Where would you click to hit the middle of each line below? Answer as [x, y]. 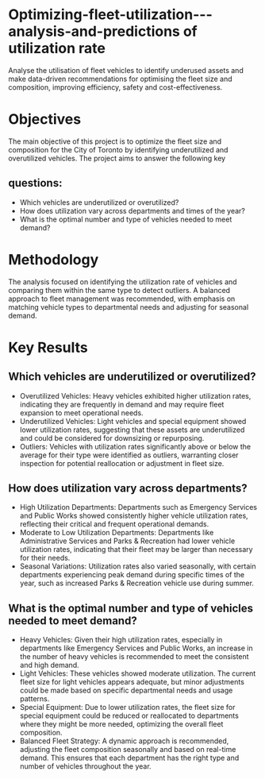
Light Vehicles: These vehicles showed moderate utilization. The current [138, 673]
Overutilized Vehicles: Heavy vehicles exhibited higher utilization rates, [135, 395]
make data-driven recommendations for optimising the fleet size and [120, 79]
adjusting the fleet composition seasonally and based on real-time [128, 750]
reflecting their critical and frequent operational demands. [114, 524]
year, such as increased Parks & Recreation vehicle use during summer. [136, 583]
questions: [35, 183]
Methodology [54, 259]
